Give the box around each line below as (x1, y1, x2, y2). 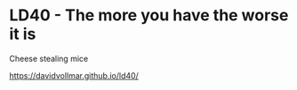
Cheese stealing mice (9, 53, 89, 64)
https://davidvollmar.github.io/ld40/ (9, 70, 140, 80)
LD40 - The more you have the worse (9, 5, 289, 26)
